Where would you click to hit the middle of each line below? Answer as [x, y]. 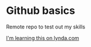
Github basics [41, 11]
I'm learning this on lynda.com [43, 38]
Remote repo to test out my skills [46, 27]
